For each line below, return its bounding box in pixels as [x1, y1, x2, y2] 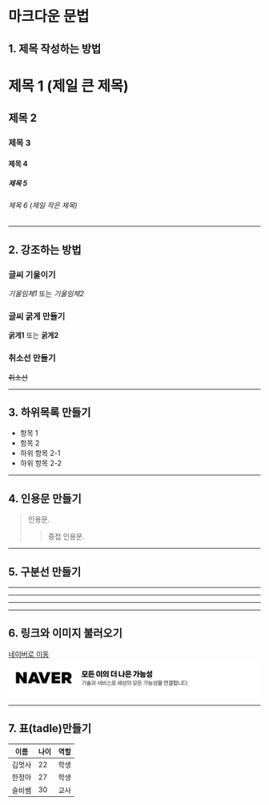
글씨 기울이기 [8, 269, 56, 280]
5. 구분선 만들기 [8, 565, 82, 579]
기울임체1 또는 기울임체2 [8, 288, 84, 298]
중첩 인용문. [47, 531, 85, 542]
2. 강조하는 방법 [8, 242, 82, 257]
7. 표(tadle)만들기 [8, 722, 92, 735]
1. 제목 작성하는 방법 [8, 42, 102, 55]
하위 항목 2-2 [19, 458, 62, 468]
